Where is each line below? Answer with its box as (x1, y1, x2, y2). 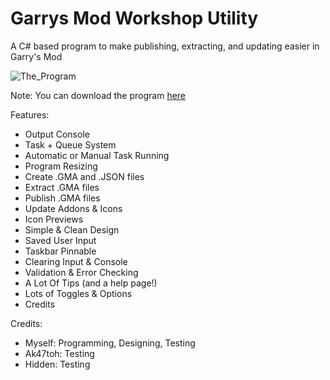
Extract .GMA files (24, 181, 100, 193)
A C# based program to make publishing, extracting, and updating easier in (10, 40, 320, 52)
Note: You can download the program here (10, 89, 187, 101)
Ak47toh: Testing (24, 347, 95, 359)
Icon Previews (24, 213, 84, 225)
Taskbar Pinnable (24, 245, 97, 257)
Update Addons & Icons (24, 202, 123, 214)
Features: (10, 108, 50, 121)
